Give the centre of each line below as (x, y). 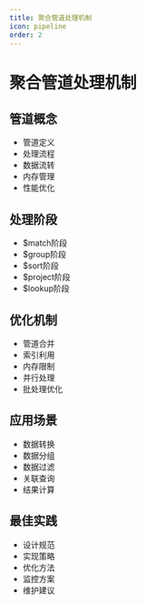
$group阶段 (44, 255)
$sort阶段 (40, 266)
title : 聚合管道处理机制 (51, 18)
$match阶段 (45, 243)
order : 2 (26, 35)
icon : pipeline (38, 26)
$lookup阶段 (46, 288)
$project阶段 (46, 277)
